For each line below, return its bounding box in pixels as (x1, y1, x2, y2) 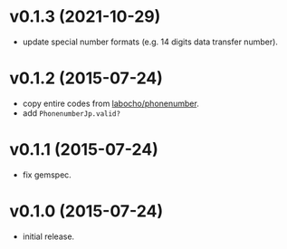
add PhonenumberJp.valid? (22, 107, 120, 119)
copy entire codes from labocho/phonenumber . (22, 98, 199, 109)
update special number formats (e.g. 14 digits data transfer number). (22, 36, 279, 47)
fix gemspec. (22, 169, 72, 180)
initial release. (22, 231, 75, 242)
